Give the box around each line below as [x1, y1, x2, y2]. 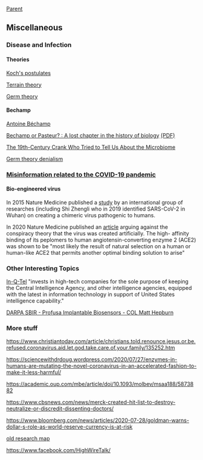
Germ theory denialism [6, 155, 63, 162]
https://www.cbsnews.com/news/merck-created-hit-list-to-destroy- [6, 399, 176, 406]
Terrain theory [6, 81, 42, 88]
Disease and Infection [6, 41, 72, 49]
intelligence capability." [6, 297, 65, 304]
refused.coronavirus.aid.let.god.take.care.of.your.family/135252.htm [6, 344, 175, 352]
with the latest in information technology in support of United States [6, 291, 175, 298]
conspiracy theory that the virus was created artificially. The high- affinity [6, 229, 189, 237]
